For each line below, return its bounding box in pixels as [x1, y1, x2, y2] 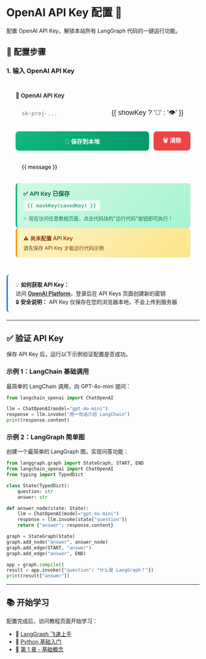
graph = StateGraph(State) [6, 533, 75, 540]
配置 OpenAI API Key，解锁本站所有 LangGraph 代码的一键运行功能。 [6, 27, 181, 34]
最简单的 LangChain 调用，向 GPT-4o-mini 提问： [6, 382, 132, 390]
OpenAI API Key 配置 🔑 [6, 6, 123, 20]
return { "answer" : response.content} [17, 522, 114, 528]
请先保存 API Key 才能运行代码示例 [23, 245, 104, 252]
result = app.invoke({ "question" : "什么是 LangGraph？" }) [6, 567, 154, 574]
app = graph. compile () [6, 561, 64, 568]
